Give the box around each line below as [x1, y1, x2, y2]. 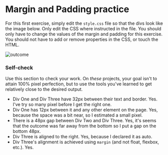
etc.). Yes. [12, 144, 34, 150]
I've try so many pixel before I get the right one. [12, 101, 112, 108]
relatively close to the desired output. [5, 86, 83, 92]
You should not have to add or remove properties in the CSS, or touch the [5, 36, 158, 42]
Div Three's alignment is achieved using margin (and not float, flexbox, [12, 139, 159, 145]
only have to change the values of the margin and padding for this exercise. [5, 31, 163, 37]
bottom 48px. [12, 128, 41, 134]
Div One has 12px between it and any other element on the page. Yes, [12, 107, 158, 113]
